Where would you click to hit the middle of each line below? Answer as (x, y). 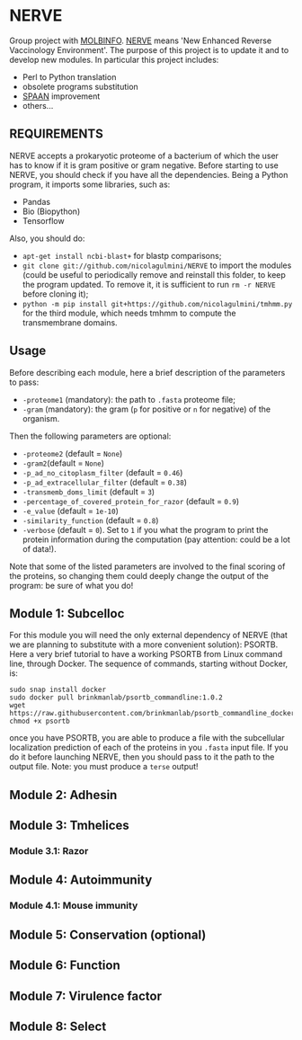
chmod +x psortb (40, 721)
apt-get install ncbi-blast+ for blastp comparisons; (122, 255)
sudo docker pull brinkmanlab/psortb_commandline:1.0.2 (116, 698)
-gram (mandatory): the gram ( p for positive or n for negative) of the (147, 409)
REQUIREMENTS (56, 134)
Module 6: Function (65, 966)
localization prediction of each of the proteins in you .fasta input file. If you (149, 748)
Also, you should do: (47, 238)
